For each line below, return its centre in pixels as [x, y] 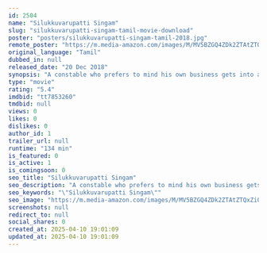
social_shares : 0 [37, 222]
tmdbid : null [30, 104]
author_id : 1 [30, 133]
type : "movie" [32, 82]
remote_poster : [33, 45]
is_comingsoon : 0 [37, 171]
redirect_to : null [39, 215]
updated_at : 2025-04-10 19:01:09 [64, 237]
